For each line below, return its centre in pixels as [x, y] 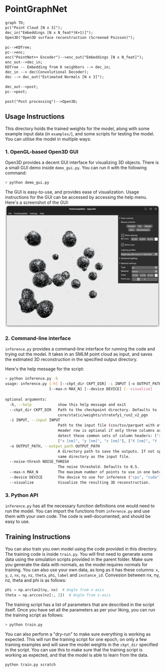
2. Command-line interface [38, 338]
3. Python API [22, 495]
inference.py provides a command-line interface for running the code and [80, 349]
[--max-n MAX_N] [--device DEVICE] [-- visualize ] [101, 389]
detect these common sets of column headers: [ [107, 436]
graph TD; [15, 23]
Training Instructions [38, 537]
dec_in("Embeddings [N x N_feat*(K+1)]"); [49, 32]
